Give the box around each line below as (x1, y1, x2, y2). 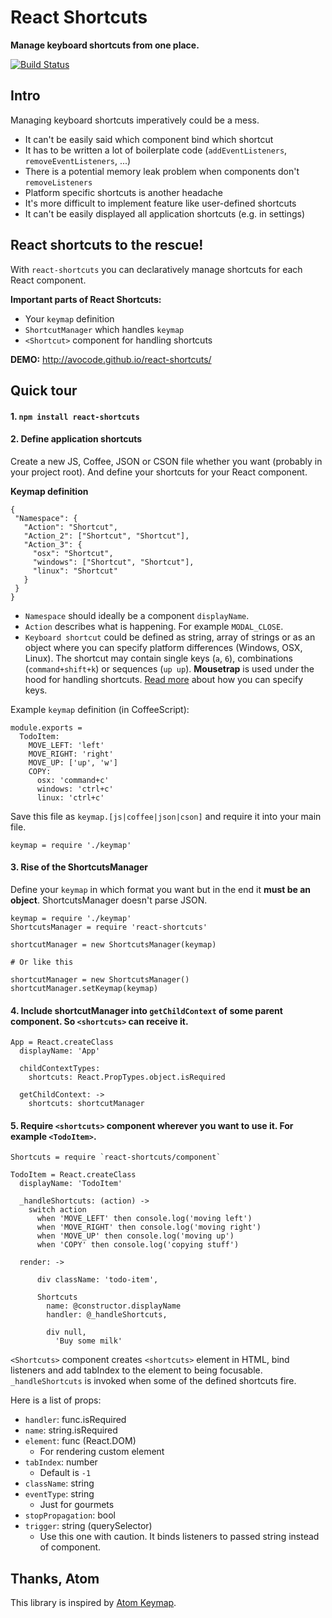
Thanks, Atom (10, 1570, 100, 1587)
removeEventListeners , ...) (24, 154, 132, 166)
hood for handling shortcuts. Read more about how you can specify (24, 673, 304, 685)
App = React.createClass (10, 1037, 114, 1048)
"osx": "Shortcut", (32, 548, 114, 558)
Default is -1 (39, 1467, 92, 1479)
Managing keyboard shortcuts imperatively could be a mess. (10, 114, 260, 126)
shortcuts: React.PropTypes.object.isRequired (28, 1072, 226, 1083)
